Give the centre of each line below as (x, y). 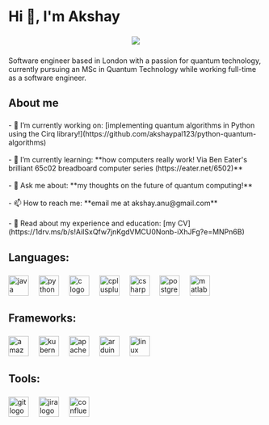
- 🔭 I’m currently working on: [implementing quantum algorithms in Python (132, 125)
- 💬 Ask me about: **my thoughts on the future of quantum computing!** (130, 186)
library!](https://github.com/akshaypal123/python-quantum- (156, 134)
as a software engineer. (48, 78)
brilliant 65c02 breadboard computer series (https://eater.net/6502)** (126, 168)
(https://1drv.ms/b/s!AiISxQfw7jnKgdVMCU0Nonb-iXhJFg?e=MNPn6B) (126, 232)
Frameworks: (42, 318)
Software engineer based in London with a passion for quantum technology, (134, 61)
